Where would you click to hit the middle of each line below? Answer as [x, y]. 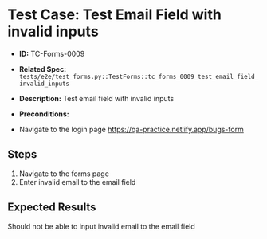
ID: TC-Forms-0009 [52, 53]
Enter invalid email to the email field [77, 182]
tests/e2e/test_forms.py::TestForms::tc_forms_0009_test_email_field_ [139, 76]
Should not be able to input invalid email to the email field [102, 226]
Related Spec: [43, 69]
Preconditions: [44, 114]
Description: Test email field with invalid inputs [96, 98]
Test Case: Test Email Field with [115, 15]
